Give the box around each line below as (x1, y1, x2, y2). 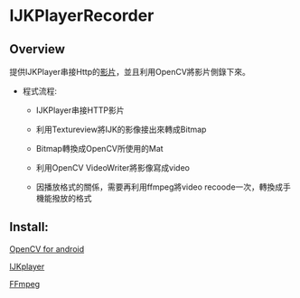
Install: (9, 219, 50, 235)
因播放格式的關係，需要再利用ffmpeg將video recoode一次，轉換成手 (35, 182, 292, 192)
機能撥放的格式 (35, 193, 92, 203)
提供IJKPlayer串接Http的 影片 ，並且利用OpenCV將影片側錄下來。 (9, 67, 251, 77)
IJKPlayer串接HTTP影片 (35, 105, 125, 116)
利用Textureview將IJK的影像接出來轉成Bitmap (35, 124, 207, 135)
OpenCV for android (9, 243, 85, 254)
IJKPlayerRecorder (9, 5, 155, 26)
